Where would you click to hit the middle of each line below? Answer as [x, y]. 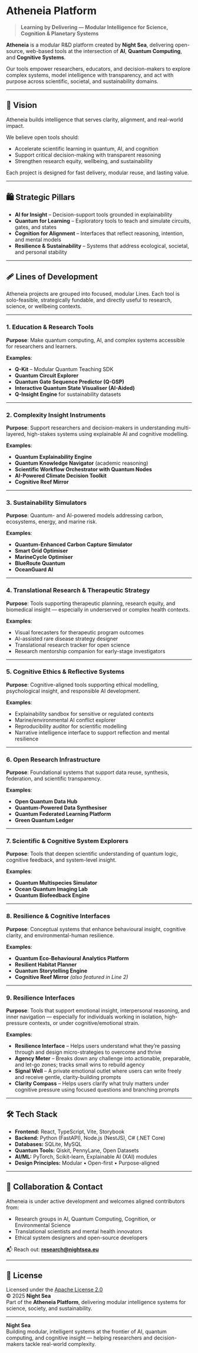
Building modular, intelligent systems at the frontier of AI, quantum [86, 1332]
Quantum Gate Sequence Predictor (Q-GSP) [70, 382]
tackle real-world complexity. [61, 1344]
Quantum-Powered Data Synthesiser [61, 808]
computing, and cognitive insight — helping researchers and [80, 1338]
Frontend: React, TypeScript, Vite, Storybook [70, 1132]
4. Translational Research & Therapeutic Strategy [78, 590]
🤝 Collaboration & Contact [55, 1187]
